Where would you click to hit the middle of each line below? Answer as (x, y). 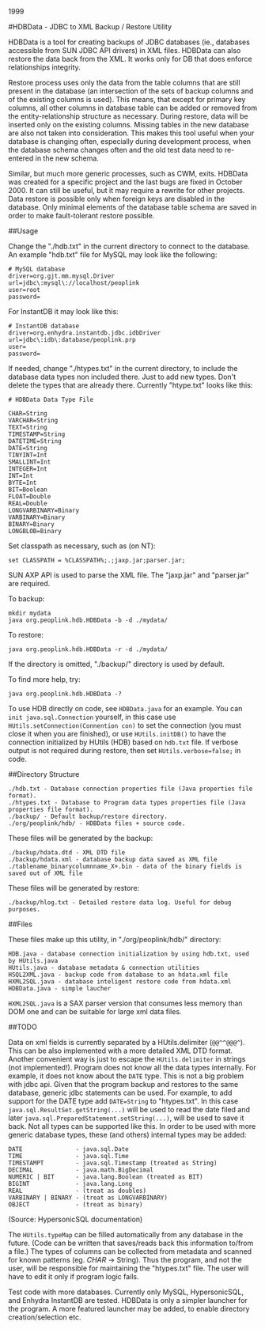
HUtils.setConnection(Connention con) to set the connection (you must (125, 725)
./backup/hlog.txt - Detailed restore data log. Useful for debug (120, 903)
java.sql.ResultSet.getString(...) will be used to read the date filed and (129, 1109)
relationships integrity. (44, 67)
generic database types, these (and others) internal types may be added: (127, 1135)
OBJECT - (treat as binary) (76, 1205)
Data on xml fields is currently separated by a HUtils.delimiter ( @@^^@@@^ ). (127, 1042)
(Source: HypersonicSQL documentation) (76, 1219)
